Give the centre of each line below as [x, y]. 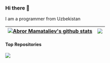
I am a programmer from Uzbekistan [43, 19]
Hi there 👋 [18, 8]
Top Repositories [23, 44]
